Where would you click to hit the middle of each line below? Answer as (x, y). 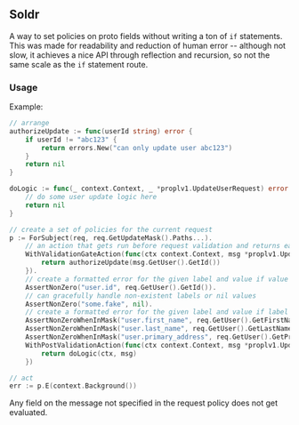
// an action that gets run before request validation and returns (153, 246)
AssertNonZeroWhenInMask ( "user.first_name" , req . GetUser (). (139, 321)
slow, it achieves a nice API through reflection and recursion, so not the (140, 55)
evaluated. (28, 413)
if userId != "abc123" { (71, 140)
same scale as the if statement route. (79, 64)
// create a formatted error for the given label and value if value (157, 279)
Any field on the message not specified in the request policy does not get (144, 403)
